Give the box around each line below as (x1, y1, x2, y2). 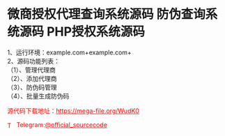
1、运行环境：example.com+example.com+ (7, 48, 132, 56)
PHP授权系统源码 (46, 24, 145, 40)
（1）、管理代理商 (7, 66, 56, 74)
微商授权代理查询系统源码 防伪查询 (7, 6, 205, 22)
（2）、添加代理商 (7, 74, 57, 82)
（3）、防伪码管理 (7, 83, 57, 91)
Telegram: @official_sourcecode (16, 120, 108, 129)
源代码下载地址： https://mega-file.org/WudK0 (7, 106, 139, 115)
